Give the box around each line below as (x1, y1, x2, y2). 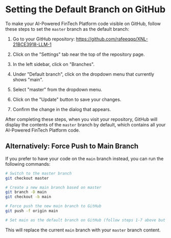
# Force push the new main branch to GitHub (5, 204, 102, 209)
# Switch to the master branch (5, 170, 72, 176)
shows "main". (12, 76, 43, 82)
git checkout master (5, 176, 50, 181)
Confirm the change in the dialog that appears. (12, 106, 111, 112)
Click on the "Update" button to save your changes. (12, 96, 121, 102)
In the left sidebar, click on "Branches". (12, 61, 95, 67)
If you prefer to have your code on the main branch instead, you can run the (5, 155, 164, 162)
